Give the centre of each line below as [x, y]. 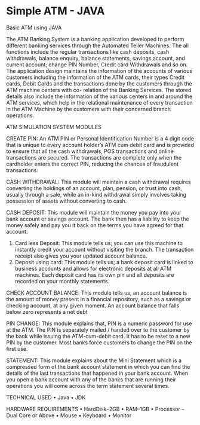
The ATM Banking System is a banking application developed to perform [95, 39]
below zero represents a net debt [47, 311]
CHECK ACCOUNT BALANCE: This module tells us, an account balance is [97, 293]
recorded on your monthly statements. [62, 281]
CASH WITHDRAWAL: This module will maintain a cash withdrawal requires [99, 182]
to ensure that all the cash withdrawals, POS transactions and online [90, 151]
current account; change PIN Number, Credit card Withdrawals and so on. [97, 65]
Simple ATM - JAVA [56, 11]
